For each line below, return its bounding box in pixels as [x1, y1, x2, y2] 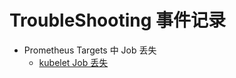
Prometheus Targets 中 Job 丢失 [23, 44, 157, 56]
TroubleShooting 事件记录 [9, 9, 227, 32]
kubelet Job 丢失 [38, 56, 109, 68]
